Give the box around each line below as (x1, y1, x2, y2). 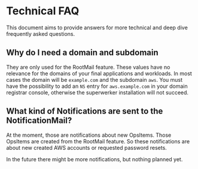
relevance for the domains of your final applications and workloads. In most (6, 70, 193, 77)
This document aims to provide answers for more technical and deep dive (6, 24, 188, 31)
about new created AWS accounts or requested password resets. (6, 144, 167, 151)
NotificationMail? (6, 115, 72, 126)
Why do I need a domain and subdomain (6, 48, 159, 58)
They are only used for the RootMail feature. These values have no (6, 63, 170, 70)
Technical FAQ (6, 4, 80, 18)
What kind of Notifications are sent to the (6, 106, 163, 116)
